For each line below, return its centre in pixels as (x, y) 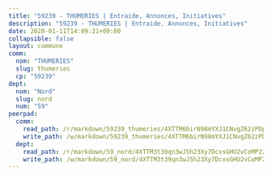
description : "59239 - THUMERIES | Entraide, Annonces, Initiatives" (128, 24)
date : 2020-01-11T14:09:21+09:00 (65, 31)
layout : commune (36, 46)
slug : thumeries (43, 69)
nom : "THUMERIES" (45, 62)
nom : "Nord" (36, 91)
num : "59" (32, 106)
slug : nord (34, 99)
